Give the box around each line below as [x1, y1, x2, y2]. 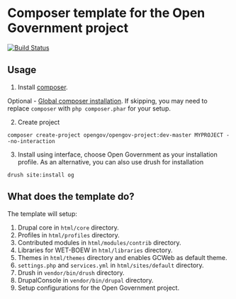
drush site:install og [7, 171, 74, 179]
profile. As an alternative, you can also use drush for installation [17, 157, 204, 166]
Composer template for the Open [7, 5, 206, 21]
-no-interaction [7, 137, 55, 145]
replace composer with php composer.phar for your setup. [7, 104, 172, 113]
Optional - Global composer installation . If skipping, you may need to [7, 96, 208, 105]
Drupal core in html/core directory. [17, 223, 119, 232]
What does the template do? [7, 191, 135, 203]
